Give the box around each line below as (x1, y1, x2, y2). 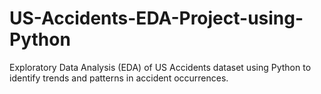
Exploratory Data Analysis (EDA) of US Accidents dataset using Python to (9, 61, 312, 73)
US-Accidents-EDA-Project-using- (9, 7, 304, 30)
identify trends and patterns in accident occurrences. (9, 72, 229, 84)
